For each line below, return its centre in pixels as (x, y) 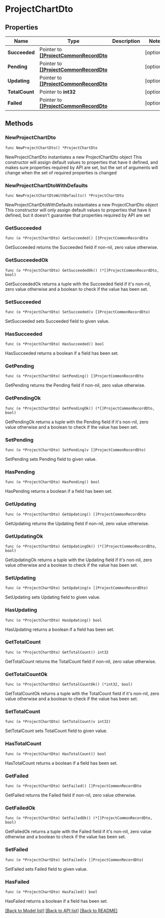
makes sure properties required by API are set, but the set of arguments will (82, 167)
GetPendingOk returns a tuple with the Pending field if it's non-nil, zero (77, 422)
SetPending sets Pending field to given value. (51, 459)
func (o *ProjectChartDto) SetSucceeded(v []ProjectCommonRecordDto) (78, 312)
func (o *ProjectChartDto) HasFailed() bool (51, 892)
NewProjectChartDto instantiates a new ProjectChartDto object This (74, 157)
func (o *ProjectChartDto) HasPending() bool (52, 482)
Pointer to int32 (58, 92)
